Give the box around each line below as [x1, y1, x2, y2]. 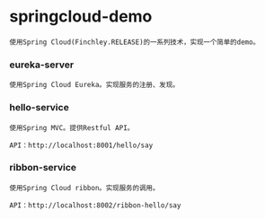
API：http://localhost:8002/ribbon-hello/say [9, 200, 181, 210]
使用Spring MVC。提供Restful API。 [9, 123, 135, 132]
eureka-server [9, 58, 75, 71]
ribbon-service [9, 162, 77, 174]
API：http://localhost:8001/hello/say [9, 141, 154, 150]
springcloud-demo [9, 6, 153, 27]
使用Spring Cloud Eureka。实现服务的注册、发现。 [9, 81, 180, 90]
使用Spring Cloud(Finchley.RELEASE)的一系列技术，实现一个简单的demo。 [9, 38, 261, 47]
